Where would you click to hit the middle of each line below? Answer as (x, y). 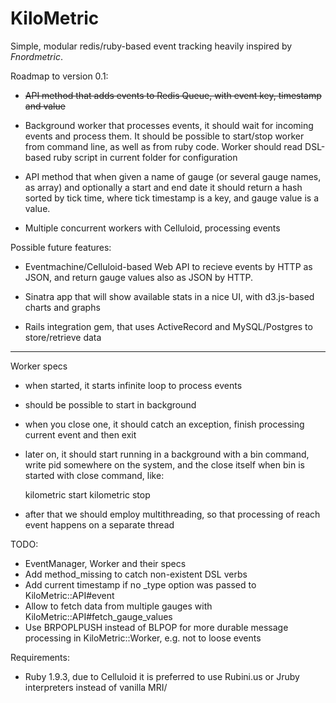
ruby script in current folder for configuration (145, 157)
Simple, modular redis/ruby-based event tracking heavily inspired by (151, 46)
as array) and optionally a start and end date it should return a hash (163, 187)
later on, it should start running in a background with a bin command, (167, 454)
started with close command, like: (94, 475)
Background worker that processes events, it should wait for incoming (169, 125)
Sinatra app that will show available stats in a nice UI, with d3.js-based (169, 296)
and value (45, 106)
